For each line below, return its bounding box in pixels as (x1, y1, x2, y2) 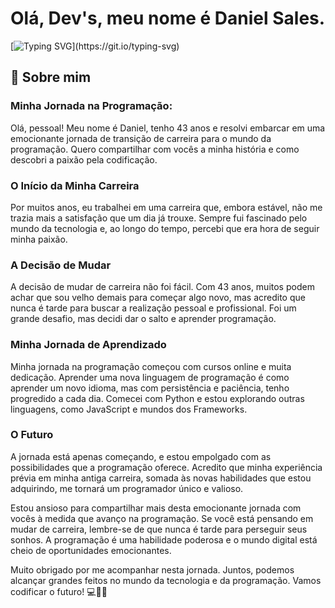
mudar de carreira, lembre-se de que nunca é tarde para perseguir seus (10, 523, 308, 535)
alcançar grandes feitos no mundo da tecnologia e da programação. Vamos (10, 574, 322, 586)
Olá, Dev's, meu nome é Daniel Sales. (10, 7, 326, 30)
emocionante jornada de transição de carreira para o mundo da (10, 132, 272, 144)
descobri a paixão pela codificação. (10, 153, 158, 166)
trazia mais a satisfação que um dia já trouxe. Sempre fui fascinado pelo (10, 212, 308, 224)
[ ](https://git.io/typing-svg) (10, 40, 180, 52)
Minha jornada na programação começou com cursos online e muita (10, 360, 292, 372)
